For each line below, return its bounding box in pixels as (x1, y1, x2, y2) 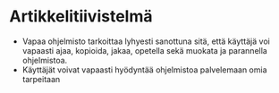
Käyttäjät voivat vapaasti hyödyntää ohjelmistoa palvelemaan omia (21, 64, 267, 75)
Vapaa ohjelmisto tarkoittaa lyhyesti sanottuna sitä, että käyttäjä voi (21, 36, 270, 46)
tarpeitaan (21, 73, 61, 84)
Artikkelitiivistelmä (9, 6, 153, 27)
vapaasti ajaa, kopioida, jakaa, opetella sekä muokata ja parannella (21, 45, 268, 55)
